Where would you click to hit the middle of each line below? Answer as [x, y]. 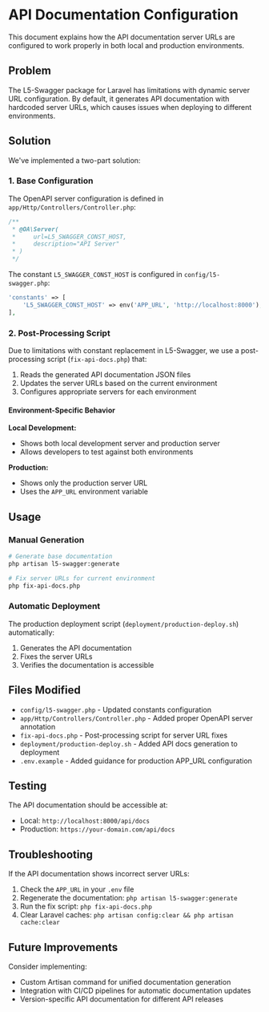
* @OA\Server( [35, 229]
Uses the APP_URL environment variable [84, 492]
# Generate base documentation [60, 556]
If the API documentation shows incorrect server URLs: [99, 874]
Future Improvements [63, 947]
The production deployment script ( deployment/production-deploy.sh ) [124, 624]
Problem [30, 71]
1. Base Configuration [51, 181]
